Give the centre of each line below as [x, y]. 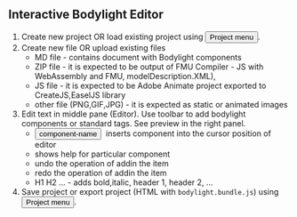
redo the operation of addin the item [100, 173]
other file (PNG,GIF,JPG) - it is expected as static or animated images [161, 104]
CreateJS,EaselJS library [80, 95]
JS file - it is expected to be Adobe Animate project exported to [150, 85]
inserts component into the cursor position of [189, 133]
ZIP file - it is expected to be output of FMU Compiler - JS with [149, 67]
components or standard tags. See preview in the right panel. [133, 123]
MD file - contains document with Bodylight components [138, 57]
